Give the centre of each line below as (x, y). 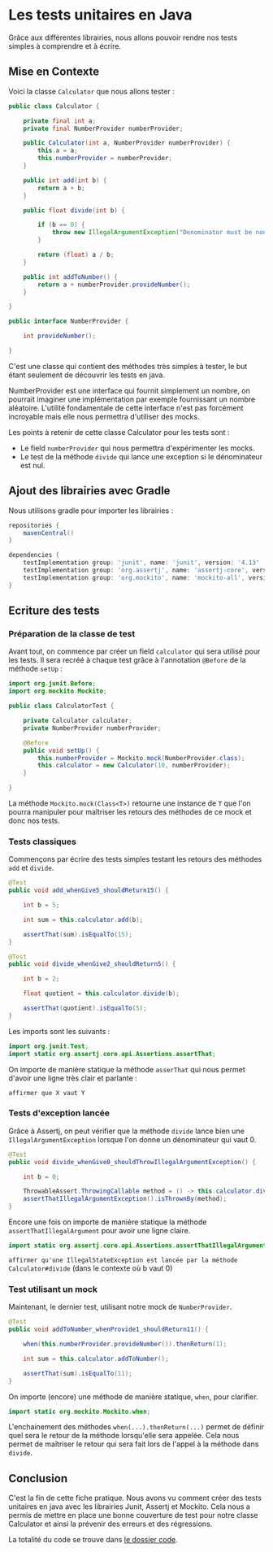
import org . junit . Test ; (49, 1046)
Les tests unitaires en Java (100, 15)
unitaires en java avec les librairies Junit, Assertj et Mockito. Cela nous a (129, 1506)
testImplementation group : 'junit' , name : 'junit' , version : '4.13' (141, 563)
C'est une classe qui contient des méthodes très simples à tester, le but (128, 366)
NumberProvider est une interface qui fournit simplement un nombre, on (129, 390)
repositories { (34, 525)
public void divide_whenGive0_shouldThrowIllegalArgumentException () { (132, 1162)
